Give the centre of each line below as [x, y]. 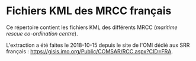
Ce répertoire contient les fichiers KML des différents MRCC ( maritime [92, 27]
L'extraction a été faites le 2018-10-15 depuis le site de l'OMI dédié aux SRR [98, 45]
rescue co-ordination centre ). [42, 33]
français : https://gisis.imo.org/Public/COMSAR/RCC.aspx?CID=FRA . [90, 51]
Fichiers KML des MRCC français [89, 11]
